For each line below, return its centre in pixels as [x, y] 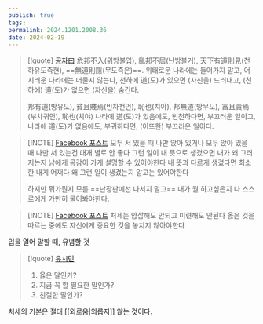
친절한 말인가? [61, 295]
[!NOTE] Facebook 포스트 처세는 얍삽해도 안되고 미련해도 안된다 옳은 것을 [141, 216]
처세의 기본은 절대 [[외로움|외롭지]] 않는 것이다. [80, 311]
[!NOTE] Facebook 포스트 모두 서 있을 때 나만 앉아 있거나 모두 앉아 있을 [137, 143]
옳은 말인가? [58, 275]
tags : [17, 23]
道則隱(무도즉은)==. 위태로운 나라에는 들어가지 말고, [162, 71]
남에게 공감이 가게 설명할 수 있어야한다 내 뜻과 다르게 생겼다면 [142, 162]
